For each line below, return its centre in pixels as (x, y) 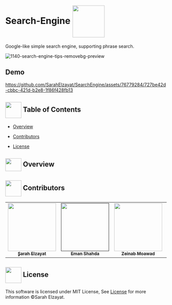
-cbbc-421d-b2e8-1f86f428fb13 (39, 90)
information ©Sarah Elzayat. (35, 297)
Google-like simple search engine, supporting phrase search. (70, 46)
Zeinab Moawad (138, 254)
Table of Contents (52, 109)
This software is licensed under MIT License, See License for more (76, 291)
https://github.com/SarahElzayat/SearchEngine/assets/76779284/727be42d (86, 84)
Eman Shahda (85, 254)
